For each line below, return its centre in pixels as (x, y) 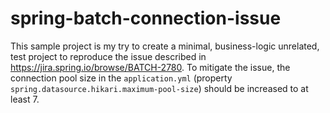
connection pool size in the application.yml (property (121, 78)
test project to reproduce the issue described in (108, 56)
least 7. (25, 99)
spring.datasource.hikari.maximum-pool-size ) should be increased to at (159, 88)
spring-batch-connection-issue (146, 18)
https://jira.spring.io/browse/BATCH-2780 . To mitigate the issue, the (150, 67)
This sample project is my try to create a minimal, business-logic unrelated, (165, 46)
